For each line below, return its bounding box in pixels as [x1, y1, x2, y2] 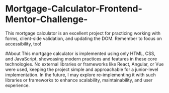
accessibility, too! [5, 40, 42, 46]
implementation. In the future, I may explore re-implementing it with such [5, 71, 156, 77]
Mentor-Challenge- [5, 13, 88, 25]
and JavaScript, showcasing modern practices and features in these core [5, 55, 157, 61]
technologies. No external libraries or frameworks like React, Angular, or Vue [5, 61, 164, 67]
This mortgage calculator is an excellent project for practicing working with [5, 30, 161, 36]
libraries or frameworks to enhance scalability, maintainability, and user [5, 77, 153, 83]
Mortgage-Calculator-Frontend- [5, 3, 142, 14]
